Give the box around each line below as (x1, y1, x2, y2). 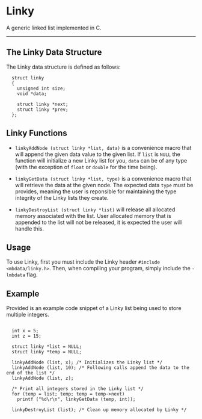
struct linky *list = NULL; (11, 344, 82, 350)
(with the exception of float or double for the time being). (14, 163, 158, 170)
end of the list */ (6, 370, 55, 376)
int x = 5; (11, 328, 39, 334)
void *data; (17, 90, 47, 97)
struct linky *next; (17, 101, 69, 107)
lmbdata (6, 272, 26, 278)
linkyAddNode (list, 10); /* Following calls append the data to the (11, 365, 189, 371)
